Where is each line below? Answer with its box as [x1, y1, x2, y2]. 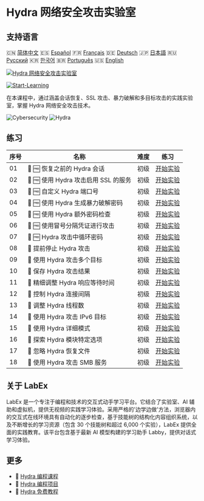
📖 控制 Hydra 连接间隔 [27, 289, 90, 298]
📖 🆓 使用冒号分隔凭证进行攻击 [27, 221, 115, 230]
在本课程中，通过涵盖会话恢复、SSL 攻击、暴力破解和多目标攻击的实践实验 [6, 94, 193, 101]
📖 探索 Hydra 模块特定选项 [27, 335, 103, 344]
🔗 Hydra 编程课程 [15, 472, 59, 480]
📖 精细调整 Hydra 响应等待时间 [27, 278, 115, 286]
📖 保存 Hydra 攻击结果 [27, 267, 90, 275]
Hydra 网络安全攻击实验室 [6, 5, 137, 19]
